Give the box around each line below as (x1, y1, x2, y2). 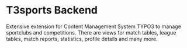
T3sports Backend (6, 4, 98, 17)
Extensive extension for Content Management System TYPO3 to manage (6, 23, 181, 30)
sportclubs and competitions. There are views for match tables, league (6, 29, 176, 36)
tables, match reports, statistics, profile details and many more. (6, 35, 158, 42)
